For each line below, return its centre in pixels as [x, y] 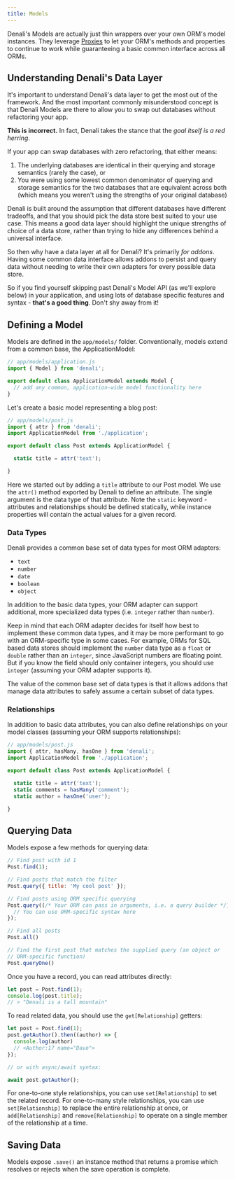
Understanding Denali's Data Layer [85, 78]
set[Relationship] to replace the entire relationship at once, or [98, 1108]
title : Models [28, 14]
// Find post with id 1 [42, 861]
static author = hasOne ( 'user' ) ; [62, 796]
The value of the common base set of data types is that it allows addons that [117, 684]
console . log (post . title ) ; [45, 996]
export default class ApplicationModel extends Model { [90, 381]
